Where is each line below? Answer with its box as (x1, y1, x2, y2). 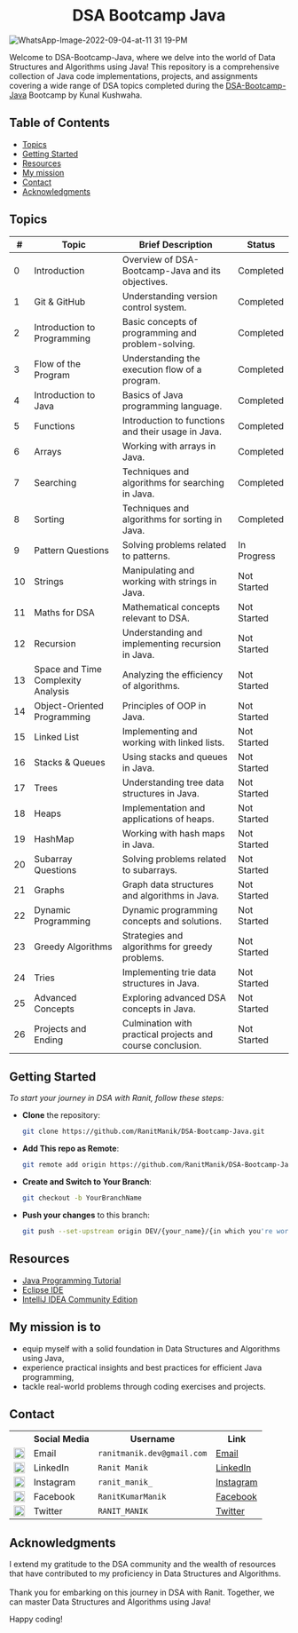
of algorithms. (122, 679, 180, 692)
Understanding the (122, 352, 200, 364)
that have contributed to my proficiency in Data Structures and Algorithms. (9, 1568, 281, 1579)
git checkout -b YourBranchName (21, 1193, 142, 1203)
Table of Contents (9, 115, 111, 131)
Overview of (122, 253, 174, 266)
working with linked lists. (122, 736, 224, 749)
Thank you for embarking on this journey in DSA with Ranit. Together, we (9, 1587, 275, 1598)
